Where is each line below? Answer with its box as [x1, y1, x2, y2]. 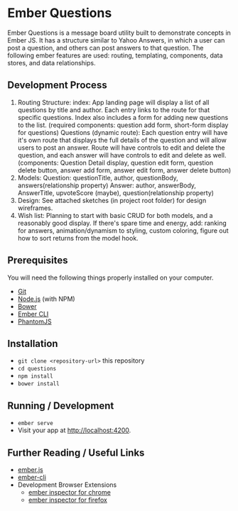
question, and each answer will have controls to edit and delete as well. [17, 150, 227, 159]
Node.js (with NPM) [17, 295, 76, 303]
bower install [17, 380, 60, 388]
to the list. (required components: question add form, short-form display [17, 121, 229, 129]
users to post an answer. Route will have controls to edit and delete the [17, 143, 225, 152]
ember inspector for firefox [28, 495, 108, 504]
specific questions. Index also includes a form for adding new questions [17, 113, 229, 121]
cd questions [17, 366, 57, 373]
